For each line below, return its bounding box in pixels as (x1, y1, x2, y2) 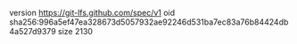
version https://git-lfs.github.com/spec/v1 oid (9, 8, 176, 18)
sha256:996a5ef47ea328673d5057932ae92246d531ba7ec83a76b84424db (9, 17, 289, 27)
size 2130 (57, 26, 94, 36)
